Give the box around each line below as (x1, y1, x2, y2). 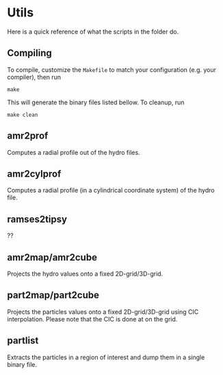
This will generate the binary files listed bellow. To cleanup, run (7, 98, 185, 106)
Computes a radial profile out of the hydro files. (7, 148, 140, 156)
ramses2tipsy (7, 213, 67, 225)
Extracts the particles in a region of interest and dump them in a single (7, 353, 205, 361)
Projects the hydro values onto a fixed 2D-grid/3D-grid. (7, 269, 163, 278)
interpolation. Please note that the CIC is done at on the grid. (7, 315, 178, 323)
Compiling (7, 47, 53, 59)
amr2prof (7, 130, 49, 142)
